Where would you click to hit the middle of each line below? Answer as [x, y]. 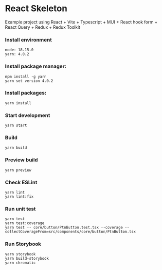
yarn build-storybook [27, 258]
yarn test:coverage [25, 223]
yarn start [16, 125]
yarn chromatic [20, 263]
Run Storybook [23, 244]
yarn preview [18, 170]
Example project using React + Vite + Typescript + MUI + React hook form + [81, 22]
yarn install [18, 103]
